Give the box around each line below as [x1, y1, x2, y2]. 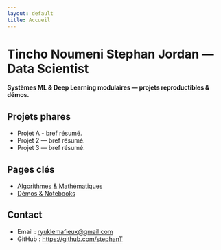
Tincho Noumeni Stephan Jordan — [7, 46, 214, 62]
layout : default [7, 10, 54, 17]
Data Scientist [7, 61, 89, 76]
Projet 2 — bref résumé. [16, 136, 85, 145]
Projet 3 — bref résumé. [16, 144, 85, 152]
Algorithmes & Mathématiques [16, 182, 103, 190]
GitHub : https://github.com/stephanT [16, 235, 124, 243]
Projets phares [7, 111, 71, 123]
